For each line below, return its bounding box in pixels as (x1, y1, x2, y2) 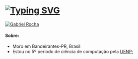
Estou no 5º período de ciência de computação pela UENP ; (12, 49, 134, 55)
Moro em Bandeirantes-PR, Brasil (12, 43, 81, 49)
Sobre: (5, 32, 19, 38)
